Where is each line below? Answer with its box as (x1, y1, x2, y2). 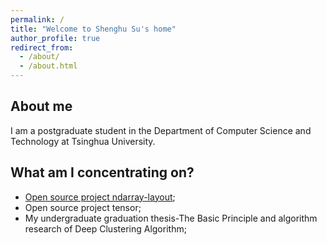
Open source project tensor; (24, 201, 142, 213)
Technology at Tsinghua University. (10, 135, 156, 147)
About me (10, 98, 73, 115)
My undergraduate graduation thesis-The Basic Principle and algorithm (24, 212, 318, 224)
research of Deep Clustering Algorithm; (24, 222, 187, 235)
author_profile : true (10, 33, 101, 43)
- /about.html (19, 61, 78, 71)
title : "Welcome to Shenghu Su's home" (10, 24, 177, 34)
